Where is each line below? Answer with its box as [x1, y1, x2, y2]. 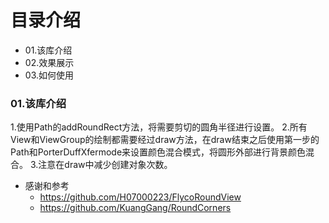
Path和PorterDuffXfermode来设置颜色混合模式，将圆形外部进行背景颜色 [10, 146, 307, 158]
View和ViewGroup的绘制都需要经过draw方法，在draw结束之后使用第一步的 [10, 134, 320, 146]
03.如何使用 [24, 69, 74, 81]
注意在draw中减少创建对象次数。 [38, 159, 173, 171]
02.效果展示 [24, 56, 75, 68]
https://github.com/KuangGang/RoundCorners [39, 202, 232, 214]
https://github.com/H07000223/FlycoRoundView [39, 191, 242, 203]
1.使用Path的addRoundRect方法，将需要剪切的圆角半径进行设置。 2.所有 [10, 121, 308, 133]
